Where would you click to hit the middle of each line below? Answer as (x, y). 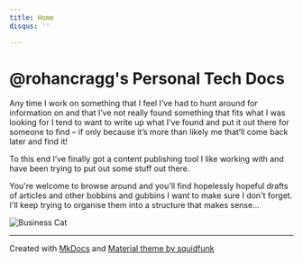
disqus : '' (30, 26)
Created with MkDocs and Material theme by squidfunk (112, 249)
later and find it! (39, 141)
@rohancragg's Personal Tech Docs (147, 78)
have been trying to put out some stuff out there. (100, 168)
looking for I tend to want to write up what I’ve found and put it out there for (150, 122)
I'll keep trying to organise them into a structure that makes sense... (134, 205)
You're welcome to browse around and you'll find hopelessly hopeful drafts (149, 186)
